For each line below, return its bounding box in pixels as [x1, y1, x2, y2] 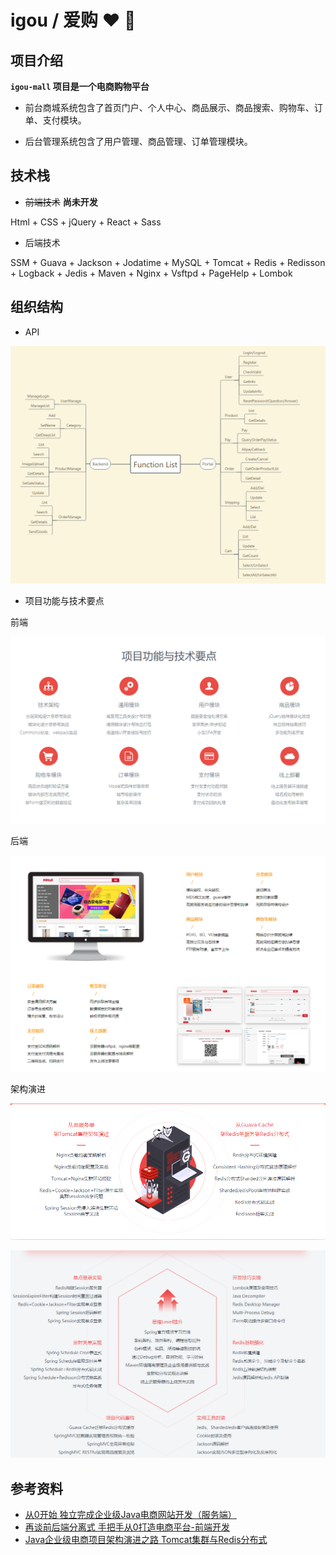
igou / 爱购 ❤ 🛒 [10, 9, 137, 32]
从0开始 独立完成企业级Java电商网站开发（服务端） [24, 1509, 237, 1521]
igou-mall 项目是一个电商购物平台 [10, 81, 150, 92]
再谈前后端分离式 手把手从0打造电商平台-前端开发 [24, 1521, 231, 1533]
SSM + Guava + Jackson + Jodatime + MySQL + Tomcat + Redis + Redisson [10, 256, 326, 268]
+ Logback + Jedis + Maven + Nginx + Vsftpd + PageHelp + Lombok [10, 267, 293, 279]
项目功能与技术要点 [24, 594, 105, 606]
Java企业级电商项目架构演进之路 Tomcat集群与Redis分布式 [24, 1534, 268, 1546]
